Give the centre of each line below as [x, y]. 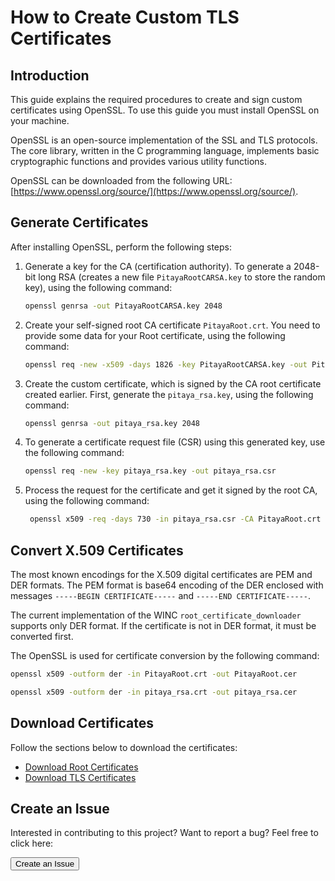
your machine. [40, 120]
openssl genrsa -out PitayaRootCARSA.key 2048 [123, 306]
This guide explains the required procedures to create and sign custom [156, 99]
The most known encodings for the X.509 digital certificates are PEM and [161, 574]
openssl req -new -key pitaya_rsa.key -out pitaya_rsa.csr [150, 471]
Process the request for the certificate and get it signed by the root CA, [171, 490]
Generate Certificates [79, 222]
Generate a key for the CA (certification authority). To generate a [158, 266]
